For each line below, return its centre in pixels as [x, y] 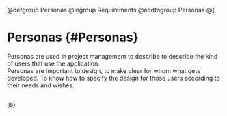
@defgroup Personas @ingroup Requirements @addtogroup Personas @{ [111, 10]
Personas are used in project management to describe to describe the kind [112, 56]
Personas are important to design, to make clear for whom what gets [104, 70]
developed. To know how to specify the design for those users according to [113, 78]
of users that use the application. [54, 63]
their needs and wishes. [41, 85]
